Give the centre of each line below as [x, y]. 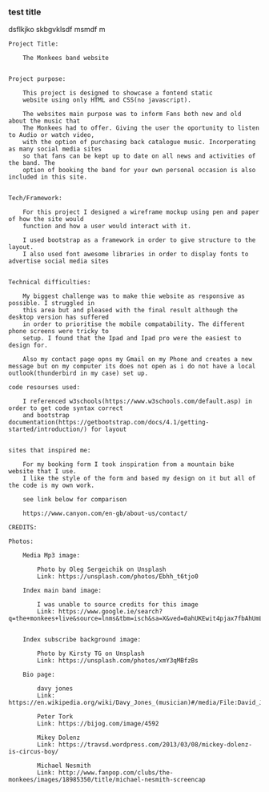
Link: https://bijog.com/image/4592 [98, 724]
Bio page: [39, 675]
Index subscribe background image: [82, 640]
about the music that [44, 121]
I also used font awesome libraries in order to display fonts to [136, 255]
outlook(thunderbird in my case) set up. [78, 374]
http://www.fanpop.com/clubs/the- [116, 773]
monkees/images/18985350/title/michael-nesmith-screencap [107, 780]
